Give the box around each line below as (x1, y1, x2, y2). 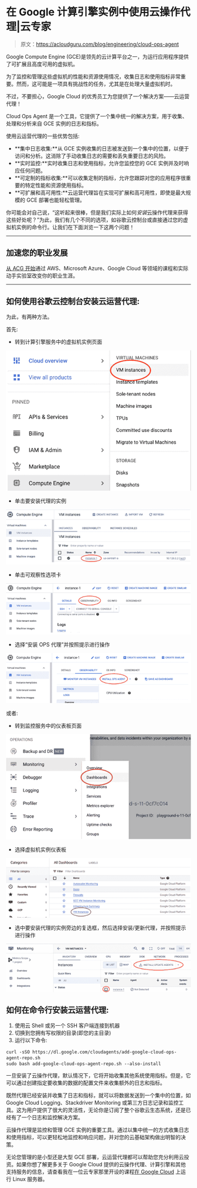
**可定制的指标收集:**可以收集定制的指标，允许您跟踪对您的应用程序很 (14, 174, 186, 181)
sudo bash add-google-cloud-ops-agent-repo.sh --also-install (6, 1060, 161, 1067)
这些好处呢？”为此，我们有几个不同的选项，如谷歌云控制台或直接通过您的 (6, 216, 184, 223)
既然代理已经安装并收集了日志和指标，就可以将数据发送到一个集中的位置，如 (6, 1092, 191, 1099)
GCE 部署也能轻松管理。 (26, 196, 85, 203)
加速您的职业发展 (6, 248, 68, 258)
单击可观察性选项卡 (14, 571, 62, 578)
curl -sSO (6, 1049, 30, 1055)
